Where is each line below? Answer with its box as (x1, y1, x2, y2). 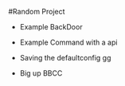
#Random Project (8, 7, 65, 16)
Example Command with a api (19, 37, 118, 47)
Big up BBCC (19, 68, 63, 78)
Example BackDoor (19, 22, 83, 31)
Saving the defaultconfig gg (19, 53, 111, 62)
